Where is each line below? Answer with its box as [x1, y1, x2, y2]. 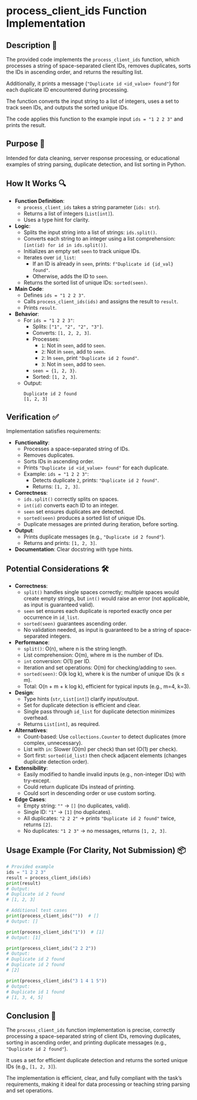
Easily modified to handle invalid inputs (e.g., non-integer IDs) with [23, 771, 186, 778]
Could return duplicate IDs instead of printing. [23, 783, 135, 790]
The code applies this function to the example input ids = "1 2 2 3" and [6, 115, 183, 122]
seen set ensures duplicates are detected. [23, 508, 125, 515]
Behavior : [14, 310, 40, 317]
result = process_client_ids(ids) [6, 875, 92, 881]
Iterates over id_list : [23, 254, 76, 261]
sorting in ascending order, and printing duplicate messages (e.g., [6, 1039, 167, 1046]
